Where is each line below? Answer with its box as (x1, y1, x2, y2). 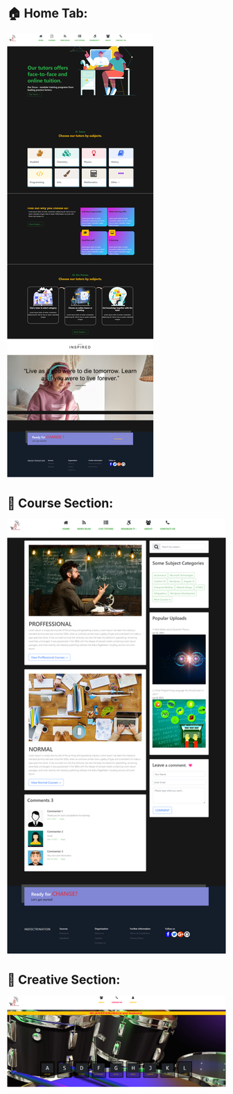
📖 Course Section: (7, 495, 114, 511)
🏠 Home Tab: (7, 6, 88, 22)
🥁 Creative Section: (7, 972, 121, 988)
